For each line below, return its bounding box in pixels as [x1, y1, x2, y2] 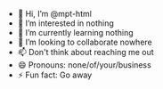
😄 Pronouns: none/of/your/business [17, 60, 151, 70]
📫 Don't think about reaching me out [17, 47, 154, 57]
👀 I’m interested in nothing [17, 18, 114, 28]
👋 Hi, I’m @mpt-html [17, 9, 92, 19]
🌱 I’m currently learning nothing [17, 28, 134, 37]
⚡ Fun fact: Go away [17, 69, 93, 80]
